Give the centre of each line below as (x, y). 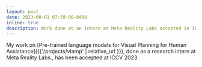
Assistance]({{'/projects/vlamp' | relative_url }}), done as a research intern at (101, 52)
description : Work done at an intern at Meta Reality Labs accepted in (98, 28)
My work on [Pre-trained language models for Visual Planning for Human (96, 45)
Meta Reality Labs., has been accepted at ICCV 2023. (73, 58)
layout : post (23, 12)
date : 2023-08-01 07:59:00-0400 (47, 17)
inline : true (23, 23)
